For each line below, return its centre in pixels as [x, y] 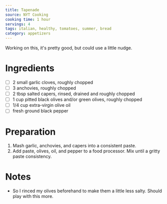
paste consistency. [32, 156]
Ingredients [30, 68]
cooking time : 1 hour [28, 19]
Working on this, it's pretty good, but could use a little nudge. [69, 48]
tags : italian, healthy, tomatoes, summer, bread [59, 29]
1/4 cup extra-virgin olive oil [41, 105]
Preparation [31, 132]
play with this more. [33, 196]
